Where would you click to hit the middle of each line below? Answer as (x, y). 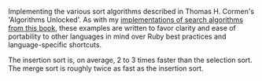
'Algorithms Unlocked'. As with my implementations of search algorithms (126, 20)
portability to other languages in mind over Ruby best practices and (117, 36)
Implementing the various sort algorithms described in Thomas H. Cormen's (131, 11)
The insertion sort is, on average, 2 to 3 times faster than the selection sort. (131, 60)
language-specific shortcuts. (55, 45)
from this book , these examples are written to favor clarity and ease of (122, 28)
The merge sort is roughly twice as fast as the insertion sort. (106, 68)
